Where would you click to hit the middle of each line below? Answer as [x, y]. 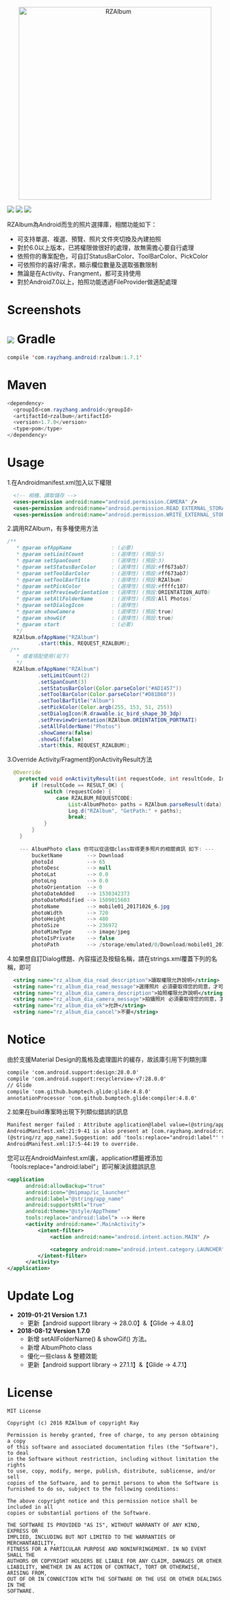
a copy [16, 1441]
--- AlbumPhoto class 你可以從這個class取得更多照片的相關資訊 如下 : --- [117, 849]
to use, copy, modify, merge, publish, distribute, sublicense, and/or [111, 1471]
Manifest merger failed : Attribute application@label [87, 1125]
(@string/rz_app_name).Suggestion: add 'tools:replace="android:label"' [113, 1138]
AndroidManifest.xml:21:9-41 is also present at [78, 1132]
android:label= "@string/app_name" [75, 1199]
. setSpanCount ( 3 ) [62, 682]
